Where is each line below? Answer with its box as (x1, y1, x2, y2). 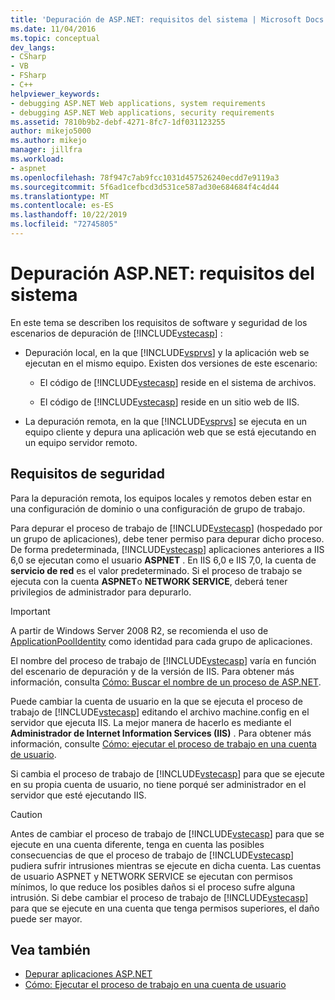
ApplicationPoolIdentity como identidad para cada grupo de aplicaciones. (10, 635, 313, 647)
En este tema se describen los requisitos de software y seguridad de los (10, 316, 308, 328)
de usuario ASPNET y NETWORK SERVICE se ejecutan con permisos (10, 870, 293, 882)
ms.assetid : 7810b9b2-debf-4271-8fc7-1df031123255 (10, 117, 226, 127)
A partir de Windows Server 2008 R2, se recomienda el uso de (10, 624, 269, 636)
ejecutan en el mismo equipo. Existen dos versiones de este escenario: (24, 357, 318, 369)
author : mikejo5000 (10, 126, 92, 136)
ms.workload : (10, 154, 65, 164)
